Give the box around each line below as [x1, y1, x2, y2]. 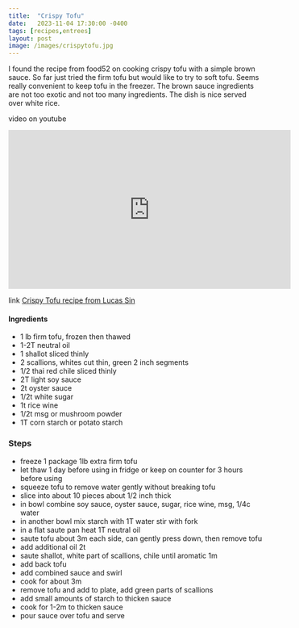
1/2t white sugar [19, 392, 74, 402]
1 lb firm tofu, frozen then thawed [19, 332, 131, 341]
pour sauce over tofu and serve [19, 610, 125, 620]
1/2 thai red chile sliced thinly [19, 366, 117, 376]
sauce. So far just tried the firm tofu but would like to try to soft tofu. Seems [8, 73, 260, 82]
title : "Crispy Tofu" [8, 11, 85, 20]
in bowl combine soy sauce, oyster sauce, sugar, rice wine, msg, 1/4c [19, 499, 251, 509]
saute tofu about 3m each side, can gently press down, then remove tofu [19, 534, 263, 543]
